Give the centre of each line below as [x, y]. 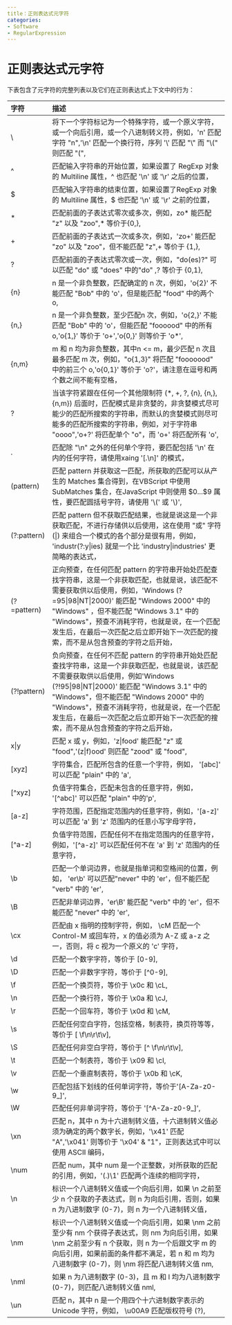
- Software [23, 26]
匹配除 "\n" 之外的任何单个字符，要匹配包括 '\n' [129, 447]
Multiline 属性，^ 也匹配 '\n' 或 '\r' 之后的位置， [137, 177]
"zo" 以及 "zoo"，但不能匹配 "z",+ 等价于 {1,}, [126, 247]
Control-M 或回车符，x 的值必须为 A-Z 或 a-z [127, 936]
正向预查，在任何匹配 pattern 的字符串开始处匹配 [131, 570]
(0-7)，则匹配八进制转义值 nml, [104, 1288]
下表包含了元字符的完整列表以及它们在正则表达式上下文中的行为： [101, 90]
